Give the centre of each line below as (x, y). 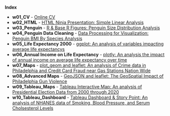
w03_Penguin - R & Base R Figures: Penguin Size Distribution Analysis (86, 28)
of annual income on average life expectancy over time (70, 60)
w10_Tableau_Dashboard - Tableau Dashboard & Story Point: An (80, 97)
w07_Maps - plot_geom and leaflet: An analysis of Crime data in (79, 65)
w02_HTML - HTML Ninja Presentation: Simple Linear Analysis (78, 22)
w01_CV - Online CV (33, 17)
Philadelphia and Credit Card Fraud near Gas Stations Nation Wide (81, 71)
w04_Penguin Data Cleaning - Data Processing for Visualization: (80, 33)
